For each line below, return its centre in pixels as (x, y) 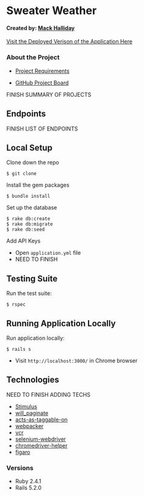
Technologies (33, 380)
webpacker (29, 426)
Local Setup (30, 148)
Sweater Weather (52, 11)
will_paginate (32, 413)
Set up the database (32, 208)
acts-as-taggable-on (41, 419)
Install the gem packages (38, 185)
